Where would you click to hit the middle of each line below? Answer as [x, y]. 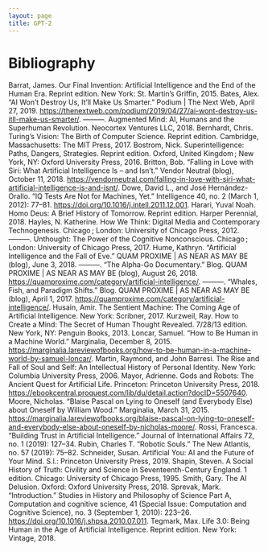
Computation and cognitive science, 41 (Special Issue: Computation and [128, 504]
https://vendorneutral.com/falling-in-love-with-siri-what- [161, 179]
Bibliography [52, 63]
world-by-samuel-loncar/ [50, 359]
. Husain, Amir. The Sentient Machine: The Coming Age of [144, 307]
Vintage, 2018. [32, 538]
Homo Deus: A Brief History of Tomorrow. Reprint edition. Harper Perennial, [134, 213]
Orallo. [19, 196]
